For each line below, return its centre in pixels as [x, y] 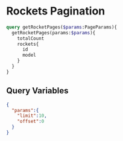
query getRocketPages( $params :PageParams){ [62, 27]
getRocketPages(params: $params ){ [54, 33]
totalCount [31, 38]
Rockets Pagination [56, 11]
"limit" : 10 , [32, 116]
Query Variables [37, 91]
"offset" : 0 [31, 122]
